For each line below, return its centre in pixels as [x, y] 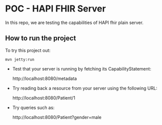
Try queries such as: [33, 107]
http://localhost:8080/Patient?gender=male [57, 117]
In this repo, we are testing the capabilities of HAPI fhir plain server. [74, 22]
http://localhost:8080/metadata [45, 78]
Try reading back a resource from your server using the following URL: [85, 88]
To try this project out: [28, 50]
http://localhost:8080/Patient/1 [44, 97]
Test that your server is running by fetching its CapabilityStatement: [82, 68]
